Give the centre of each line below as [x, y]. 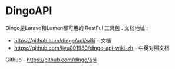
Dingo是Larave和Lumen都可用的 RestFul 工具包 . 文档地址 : [77, 28]
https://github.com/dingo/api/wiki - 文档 [62, 40]
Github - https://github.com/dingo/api [51, 60]
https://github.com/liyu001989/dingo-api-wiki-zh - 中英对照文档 [92, 48]
